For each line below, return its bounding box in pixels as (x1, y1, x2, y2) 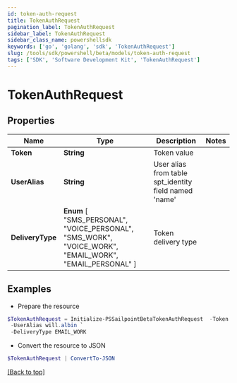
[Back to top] (7, 368, 45, 377)
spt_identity (153, 177, 193, 187)
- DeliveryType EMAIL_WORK (10, 329, 87, 336)
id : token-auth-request (7, 10, 78, 18)
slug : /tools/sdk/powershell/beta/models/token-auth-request (7, 50, 191, 57)
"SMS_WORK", (63, 232, 113, 242)
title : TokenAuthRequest (7, 17, 80, 24)
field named (153, 185, 193, 195)
